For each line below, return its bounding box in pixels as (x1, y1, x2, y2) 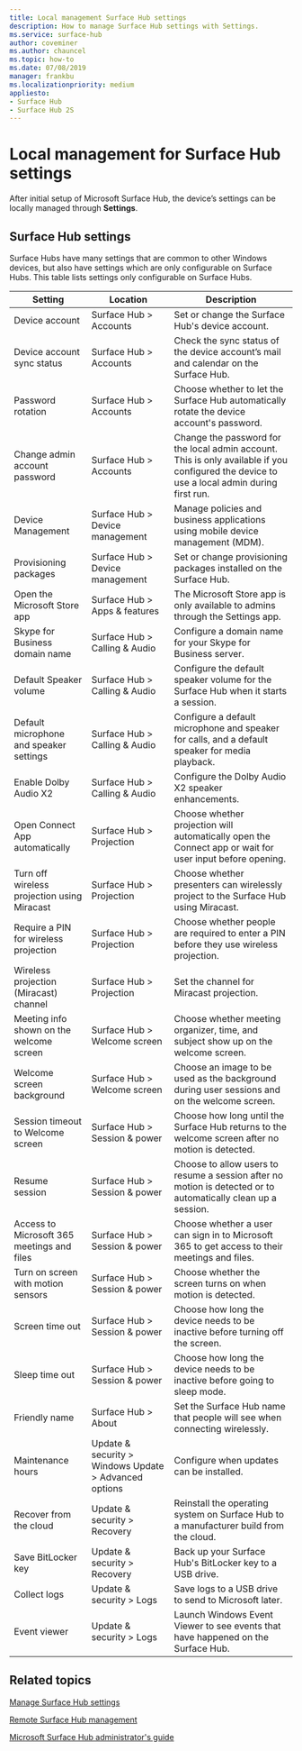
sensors (13, 1289, 48, 1300)
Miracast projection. (173, 987, 259, 999)
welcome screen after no (173, 1132, 280, 1145)
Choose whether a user (173, 1217, 273, 1230)
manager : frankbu (9, 72, 75, 81)
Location (109, 294, 148, 306)
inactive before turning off (173, 1326, 285, 1338)
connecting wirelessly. (173, 1423, 270, 1435)
